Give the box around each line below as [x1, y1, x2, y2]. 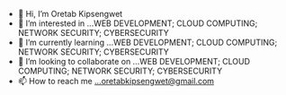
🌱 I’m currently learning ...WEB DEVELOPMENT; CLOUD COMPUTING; [17, 37, 278, 47]
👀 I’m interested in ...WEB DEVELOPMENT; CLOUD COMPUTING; [17, 18, 258, 29]
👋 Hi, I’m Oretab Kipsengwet [17, 9, 123, 19]
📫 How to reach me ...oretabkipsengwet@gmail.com [17, 76, 214, 86]
